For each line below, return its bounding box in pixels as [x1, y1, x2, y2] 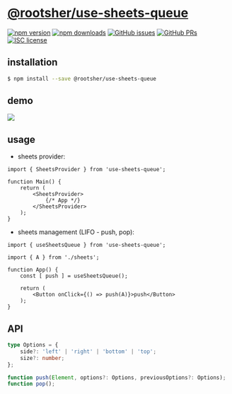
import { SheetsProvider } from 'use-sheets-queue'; [7, 166, 166, 173]
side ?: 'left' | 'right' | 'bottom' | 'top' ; [20, 348, 157, 355]
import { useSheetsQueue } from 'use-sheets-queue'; [7, 242, 166, 249]
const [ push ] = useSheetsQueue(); [20, 272, 129, 280]
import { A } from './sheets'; [7, 254, 100, 261]
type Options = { [7, 342, 59, 349]
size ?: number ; [20, 354, 65, 361]
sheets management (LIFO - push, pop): [17, 228, 134, 236]
